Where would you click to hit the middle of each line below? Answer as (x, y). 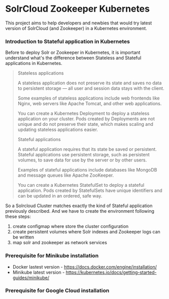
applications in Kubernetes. (34, 63)
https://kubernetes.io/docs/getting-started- (111, 272)
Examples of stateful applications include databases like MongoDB (87, 170)
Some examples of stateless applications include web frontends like (89, 98)
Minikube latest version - (39, 272)
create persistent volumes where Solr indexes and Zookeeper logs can (87, 232)
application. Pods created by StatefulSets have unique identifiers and (90, 190)
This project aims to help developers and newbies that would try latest (79, 23)
